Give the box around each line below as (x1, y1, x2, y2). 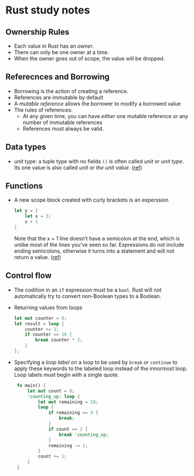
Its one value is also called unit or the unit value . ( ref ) (13, 164, 142, 171)
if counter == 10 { (25, 331, 73, 338)
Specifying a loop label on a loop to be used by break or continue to (13, 358, 178, 366)
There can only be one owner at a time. (13, 49, 109, 56)
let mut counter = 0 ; (13, 315, 67, 321)
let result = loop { (13, 321, 64, 327)
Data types (5, 142, 46, 152)
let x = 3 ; (25, 213, 52, 219)
